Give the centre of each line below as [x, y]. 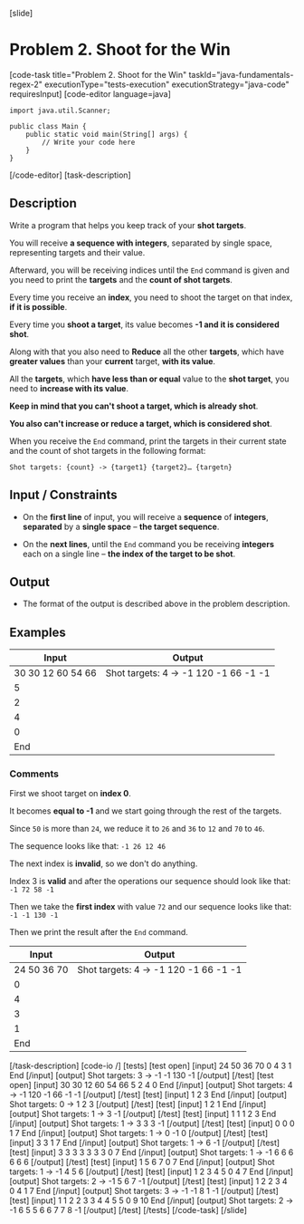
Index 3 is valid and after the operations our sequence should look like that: [150, 882]
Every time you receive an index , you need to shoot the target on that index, [151, 297]
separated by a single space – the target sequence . [121, 526]
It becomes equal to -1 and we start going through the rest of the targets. [146, 811]
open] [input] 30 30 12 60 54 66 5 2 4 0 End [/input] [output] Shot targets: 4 [151, 1085]
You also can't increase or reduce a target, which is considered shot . [141, 423]
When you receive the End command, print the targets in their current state [148, 441]
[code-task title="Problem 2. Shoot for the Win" [98, 74]
